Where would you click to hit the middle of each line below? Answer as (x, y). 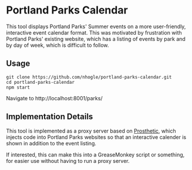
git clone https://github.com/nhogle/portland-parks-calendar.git (89, 77)
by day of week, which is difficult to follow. (58, 45)
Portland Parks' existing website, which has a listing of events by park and (96, 39)
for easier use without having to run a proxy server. (68, 161)
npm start (18, 87)
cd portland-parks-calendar (41, 82)
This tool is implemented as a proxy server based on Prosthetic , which (91, 131)
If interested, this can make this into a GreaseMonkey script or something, (95, 154)
